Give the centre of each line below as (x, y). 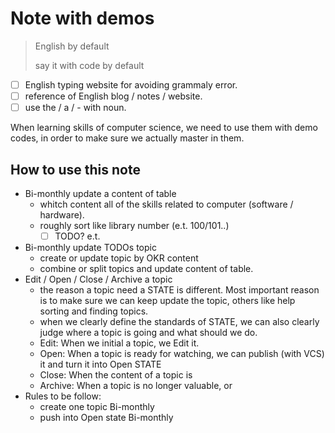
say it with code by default (89, 65)
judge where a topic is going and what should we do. (148, 332)
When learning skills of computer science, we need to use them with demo (164, 128)
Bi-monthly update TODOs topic (90, 247)
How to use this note (75, 169)
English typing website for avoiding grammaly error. (131, 84)
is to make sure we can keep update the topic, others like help (167, 300)
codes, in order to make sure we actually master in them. (127, 138)
